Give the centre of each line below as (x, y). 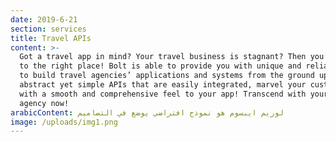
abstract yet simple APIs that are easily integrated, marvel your (163, 85)
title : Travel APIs (51, 38)
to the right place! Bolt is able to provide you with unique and (160, 66)
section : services (48, 29)
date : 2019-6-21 (44, 19)
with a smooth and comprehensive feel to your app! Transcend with (163, 94)
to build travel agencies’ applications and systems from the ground (167, 76)
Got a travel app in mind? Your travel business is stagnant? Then (163, 57)
